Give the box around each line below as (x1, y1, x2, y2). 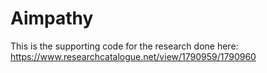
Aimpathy (10, 7, 94, 30)
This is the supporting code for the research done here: (10, 40, 239, 52)
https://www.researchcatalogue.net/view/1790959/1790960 (10, 50, 257, 62)
